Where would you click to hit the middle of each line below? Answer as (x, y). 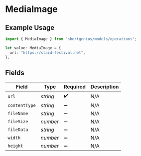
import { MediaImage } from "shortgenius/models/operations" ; (71, 39)
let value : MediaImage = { (33, 48)
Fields (15, 73)
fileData (18, 130)
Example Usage (30, 28)
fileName (18, 114)
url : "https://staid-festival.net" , (48, 53)
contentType (22, 105)
